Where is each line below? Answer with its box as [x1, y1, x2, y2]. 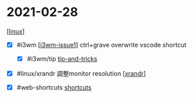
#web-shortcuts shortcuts [16, 83, 92, 92]
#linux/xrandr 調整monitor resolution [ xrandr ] [16, 70, 147, 78]
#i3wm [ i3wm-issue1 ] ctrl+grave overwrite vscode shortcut [16, 40, 187, 49]
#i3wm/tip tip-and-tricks [26, 55, 98, 63]
